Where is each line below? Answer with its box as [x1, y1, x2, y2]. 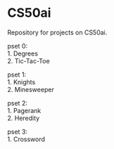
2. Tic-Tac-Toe [7, 56, 51, 65]
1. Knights [7, 77, 36, 86]
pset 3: [7, 127, 28, 136]
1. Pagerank [7, 106, 42, 115]
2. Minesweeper [7, 85, 54, 93]
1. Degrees [7, 49, 39, 58]
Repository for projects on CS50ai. [7, 28, 108, 37]
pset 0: [7, 41, 28, 50]
